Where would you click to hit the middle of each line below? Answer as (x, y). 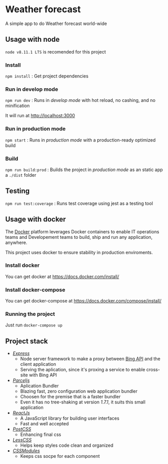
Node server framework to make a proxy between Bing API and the (90, 359)
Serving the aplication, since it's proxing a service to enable (83, 370)
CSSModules (26, 451)
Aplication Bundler (40, 386)
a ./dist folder (21, 175)
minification (18, 106)
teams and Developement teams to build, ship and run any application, (79, 237)
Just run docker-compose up (34, 325)
